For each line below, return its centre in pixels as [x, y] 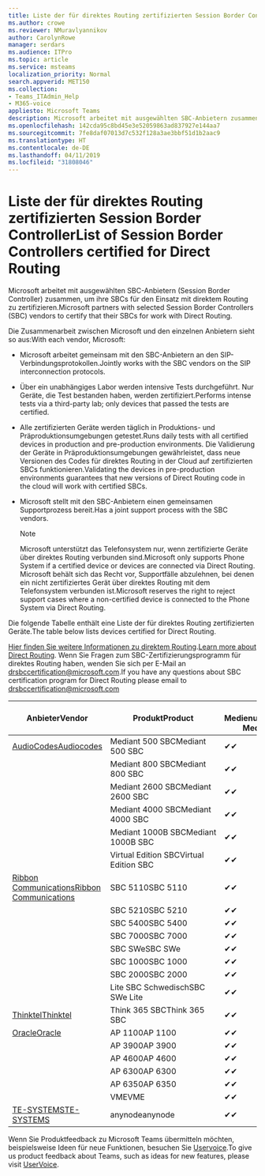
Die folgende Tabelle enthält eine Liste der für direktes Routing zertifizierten [131, 623]
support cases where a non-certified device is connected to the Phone [134, 599]
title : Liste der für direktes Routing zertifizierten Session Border [127, 15]
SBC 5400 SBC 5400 [149, 923]
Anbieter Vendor [57, 718]
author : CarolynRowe [42, 38]
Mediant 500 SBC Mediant [158, 741]
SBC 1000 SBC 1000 [149, 962]
